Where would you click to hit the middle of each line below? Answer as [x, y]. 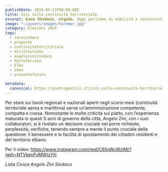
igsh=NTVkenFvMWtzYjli [31, 155]
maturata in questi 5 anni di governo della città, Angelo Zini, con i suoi [77, 118]
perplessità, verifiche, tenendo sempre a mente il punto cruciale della [76, 129]
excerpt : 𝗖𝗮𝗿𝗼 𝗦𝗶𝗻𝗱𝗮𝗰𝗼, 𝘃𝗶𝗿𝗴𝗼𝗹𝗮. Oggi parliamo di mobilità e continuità [84, 19]
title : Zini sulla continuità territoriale [51, 14]
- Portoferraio [25, 61]
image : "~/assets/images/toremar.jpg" [45, 24]
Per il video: [17, 149]
